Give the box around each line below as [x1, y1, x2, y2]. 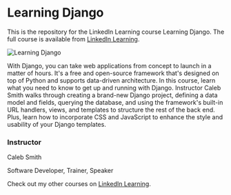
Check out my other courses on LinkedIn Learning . [7, 180, 152, 188]
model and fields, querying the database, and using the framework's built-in [7, 98, 223, 106]
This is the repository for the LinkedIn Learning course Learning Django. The [7, 28, 225, 36]
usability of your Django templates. [7, 120, 107, 128]
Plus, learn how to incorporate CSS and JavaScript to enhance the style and [7, 112, 223, 121]
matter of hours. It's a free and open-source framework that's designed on [7, 69, 219, 77]
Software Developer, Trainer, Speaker [7, 167, 114, 175]
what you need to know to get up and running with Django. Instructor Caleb [7, 83, 221, 92]
